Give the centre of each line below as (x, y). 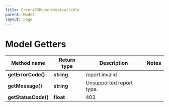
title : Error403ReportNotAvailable (43, 10)
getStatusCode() (28, 97)
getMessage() (25, 86)
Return (67, 60)
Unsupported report (109, 83)
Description (114, 63)
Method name (28, 63)
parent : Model (20, 15)
